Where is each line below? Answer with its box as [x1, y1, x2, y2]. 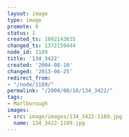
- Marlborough [7, 100, 49, 107]
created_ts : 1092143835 [7, 36, 76, 43]
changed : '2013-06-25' [7, 68, 73, 75]
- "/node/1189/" [7, 81, 54, 88]
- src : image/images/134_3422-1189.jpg [7, 113, 123, 120]
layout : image [7, 10, 49, 17]
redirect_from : [7, 74, 51, 82]
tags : [7, 94, 23, 101]
